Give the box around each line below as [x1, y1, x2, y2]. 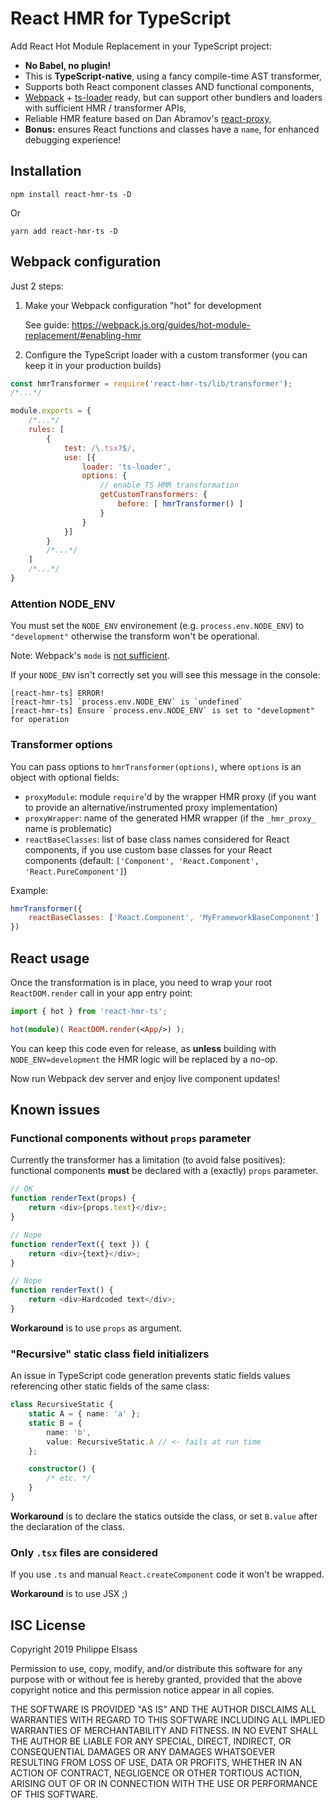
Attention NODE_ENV [10, 597, 116, 611]
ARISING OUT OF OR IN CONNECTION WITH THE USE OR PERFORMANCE [10, 1778, 318, 1790]
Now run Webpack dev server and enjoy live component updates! [10, 1072, 281, 1084]
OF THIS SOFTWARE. [10, 1788, 99, 1801]
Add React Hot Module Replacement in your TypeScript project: [10, 40, 272, 52]
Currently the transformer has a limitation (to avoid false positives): [10, 1154, 286, 1166]
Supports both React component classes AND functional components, [24, 80, 315, 92]
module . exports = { [10, 406, 92, 416]
